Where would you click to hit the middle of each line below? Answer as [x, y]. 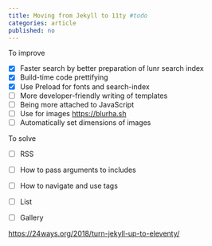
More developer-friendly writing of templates [94, 96]
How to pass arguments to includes [78, 170]
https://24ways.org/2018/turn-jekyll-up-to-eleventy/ [94, 234]
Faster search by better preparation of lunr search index [112, 68]
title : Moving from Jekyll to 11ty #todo [78, 16]
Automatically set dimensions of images [85, 122]
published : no [32, 30]
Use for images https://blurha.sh [73, 113]
